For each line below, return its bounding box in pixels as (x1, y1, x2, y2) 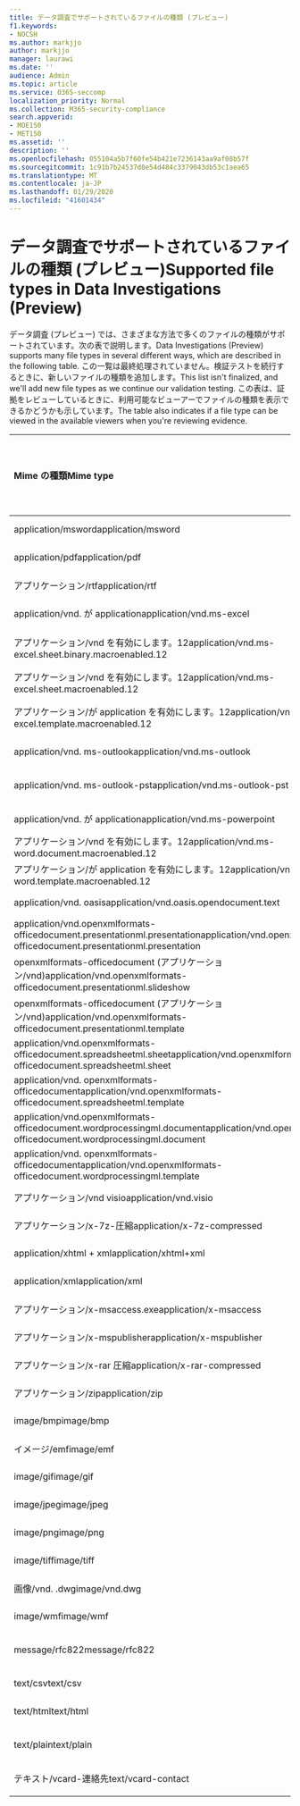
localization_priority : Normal (9, 96, 126, 105)
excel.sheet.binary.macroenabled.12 (13, 648, 168, 660)
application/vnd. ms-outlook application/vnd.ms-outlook (13, 745, 252, 758)
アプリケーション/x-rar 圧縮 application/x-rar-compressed (13, 1359, 262, 1372)
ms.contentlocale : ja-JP (9, 180, 102, 189)
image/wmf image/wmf (13, 1609, 109, 1622)
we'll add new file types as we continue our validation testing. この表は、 (9, 382, 278, 393)
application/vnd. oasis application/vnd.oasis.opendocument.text (13, 895, 280, 908)
